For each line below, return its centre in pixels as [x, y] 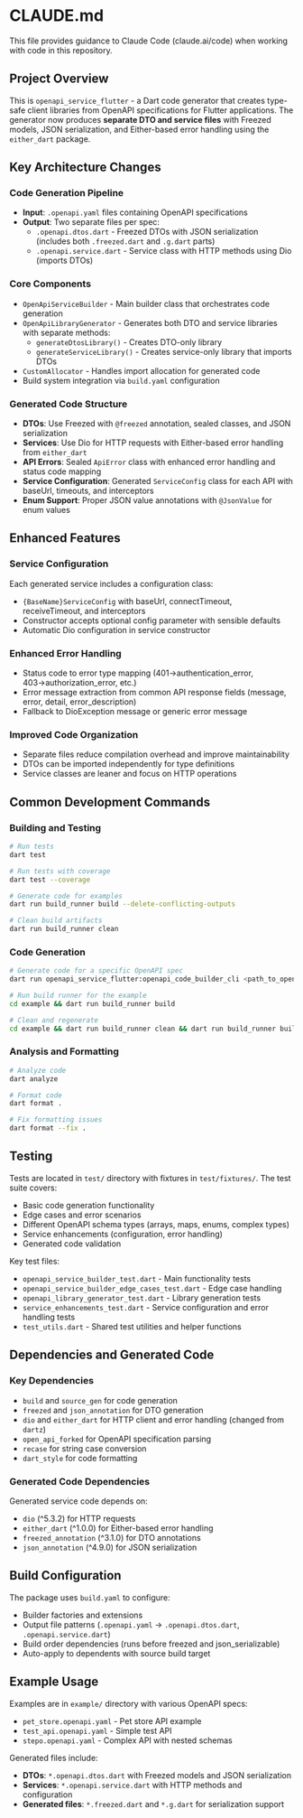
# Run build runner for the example [78, 996]
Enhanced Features [65, 538]
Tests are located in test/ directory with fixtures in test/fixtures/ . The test [150, 1178]
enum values [46, 510]
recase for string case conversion [84, 1448]
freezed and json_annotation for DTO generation [113, 1410]
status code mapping [62, 471]
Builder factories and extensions [83, 1615]
